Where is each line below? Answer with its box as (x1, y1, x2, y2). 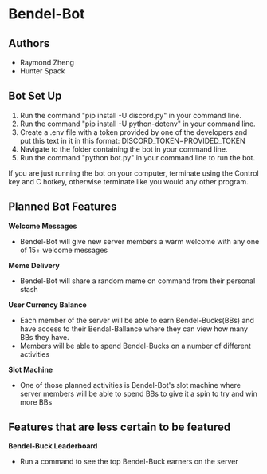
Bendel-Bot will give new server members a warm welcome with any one (19, 236, 260, 246)
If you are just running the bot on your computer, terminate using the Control (8, 168, 259, 178)
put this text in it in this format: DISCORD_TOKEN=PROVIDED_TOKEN (19, 136, 245, 145)
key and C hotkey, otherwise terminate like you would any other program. (8, 176, 249, 186)
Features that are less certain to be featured (8, 421, 231, 434)
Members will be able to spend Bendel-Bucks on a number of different (19, 341, 251, 350)
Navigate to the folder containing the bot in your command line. (19, 144, 228, 154)
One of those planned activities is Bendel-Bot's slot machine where (19, 380, 241, 389)
